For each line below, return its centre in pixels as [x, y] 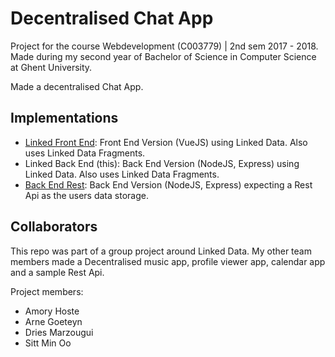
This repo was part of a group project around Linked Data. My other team [161, 251]
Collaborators [54, 227]
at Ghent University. [51, 67]
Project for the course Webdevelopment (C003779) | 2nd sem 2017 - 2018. [164, 46]
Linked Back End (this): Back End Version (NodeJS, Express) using [162, 163]
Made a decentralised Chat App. [77, 86]
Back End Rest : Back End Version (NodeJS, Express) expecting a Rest [168, 184]
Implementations [64, 118]
